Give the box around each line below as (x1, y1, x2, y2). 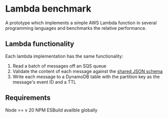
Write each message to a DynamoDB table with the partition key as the (12, 74, 160, 80)
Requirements (5, 94, 51, 102)
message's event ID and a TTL (12, 79, 76, 85)
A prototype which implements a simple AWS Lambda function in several (5, 20, 157, 26)
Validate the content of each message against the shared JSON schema (12, 68, 163, 74)
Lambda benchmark (5, 3, 92, 15)
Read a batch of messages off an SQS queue (12, 63, 107, 69)
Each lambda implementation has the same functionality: (5, 53, 123, 59)
